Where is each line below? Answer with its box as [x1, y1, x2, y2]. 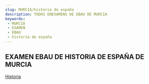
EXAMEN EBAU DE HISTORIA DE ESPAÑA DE [5, 53, 145, 61]
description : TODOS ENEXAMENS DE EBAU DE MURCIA [5, 12, 107, 17]
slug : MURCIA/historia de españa [5, 7, 74, 12]
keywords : [5, 16, 26, 21]
